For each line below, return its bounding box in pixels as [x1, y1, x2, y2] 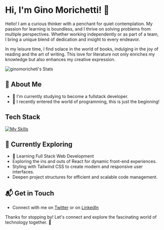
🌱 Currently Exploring [5, 140, 73, 148]
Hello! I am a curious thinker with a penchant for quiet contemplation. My [5, 21, 153, 27]
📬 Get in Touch [5, 189, 54, 197]
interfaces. [12, 169, 34, 175]
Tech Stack [5, 113, 40, 121]
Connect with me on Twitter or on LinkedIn [12, 204, 99, 211]
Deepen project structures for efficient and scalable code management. [12, 174, 158, 180]
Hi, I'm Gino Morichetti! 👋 [5, 4, 110, 16]
